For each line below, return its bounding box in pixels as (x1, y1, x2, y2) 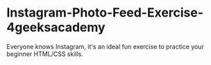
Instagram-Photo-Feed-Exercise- (6, 5, 204, 21)
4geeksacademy (6, 19, 105, 35)
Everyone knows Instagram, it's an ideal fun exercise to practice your (6, 42, 204, 50)
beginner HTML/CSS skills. (6, 50, 84, 58)
